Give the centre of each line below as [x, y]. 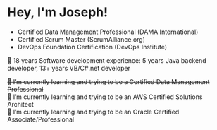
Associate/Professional [41, 119]
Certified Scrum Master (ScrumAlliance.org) [81, 39]
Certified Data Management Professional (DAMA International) [108, 32]
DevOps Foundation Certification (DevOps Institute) [92, 47]
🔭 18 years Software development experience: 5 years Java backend [107, 60]
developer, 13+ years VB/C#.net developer [69, 68]
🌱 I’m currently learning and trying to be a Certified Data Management [108, 81]
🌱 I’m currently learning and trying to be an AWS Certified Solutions [105, 97]
